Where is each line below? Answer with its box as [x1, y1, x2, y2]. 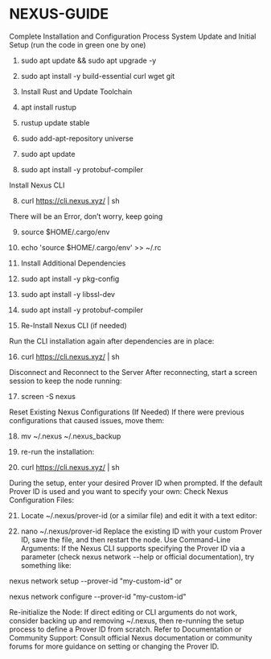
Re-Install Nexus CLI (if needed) [20, 320, 127, 330]
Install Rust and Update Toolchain [20, 86, 133, 97]
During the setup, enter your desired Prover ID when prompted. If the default [9, 478, 263, 488]
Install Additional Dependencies [20, 258, 126, 268]
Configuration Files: [9, 495, 75, 505]
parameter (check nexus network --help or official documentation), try [20, 552, 255, 562]
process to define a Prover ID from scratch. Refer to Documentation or [9, 624, 242, 634]
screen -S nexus [20, 391, 76, 401]
